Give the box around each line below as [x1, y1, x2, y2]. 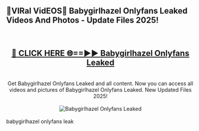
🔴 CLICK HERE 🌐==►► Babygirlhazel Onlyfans [11, 48, 189, 58]
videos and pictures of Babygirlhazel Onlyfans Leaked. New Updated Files [8, 86, 192, 93]
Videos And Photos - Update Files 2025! [6, 15, 159, 26]
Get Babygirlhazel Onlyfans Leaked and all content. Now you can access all [7, 80, 194, 87]
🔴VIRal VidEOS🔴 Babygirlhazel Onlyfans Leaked [6, 6, 188, 16]
